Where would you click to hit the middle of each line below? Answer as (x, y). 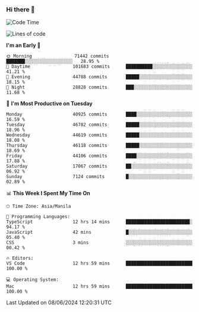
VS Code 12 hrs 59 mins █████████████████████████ (99, 263)
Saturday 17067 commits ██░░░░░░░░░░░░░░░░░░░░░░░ (99, 166)
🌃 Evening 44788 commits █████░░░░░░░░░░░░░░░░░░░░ (99, 77)
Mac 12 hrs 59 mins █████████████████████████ (99, 286)
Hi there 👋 (21, 9)
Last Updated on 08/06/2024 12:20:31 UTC (59, 303)
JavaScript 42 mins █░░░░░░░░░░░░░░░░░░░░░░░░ (99, 233)
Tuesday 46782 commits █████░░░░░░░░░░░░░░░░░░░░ (99, 125)
